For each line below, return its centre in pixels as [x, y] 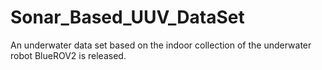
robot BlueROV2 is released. [68, 55]
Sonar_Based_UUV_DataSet [127, 17]
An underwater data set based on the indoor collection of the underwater [161, 45]
